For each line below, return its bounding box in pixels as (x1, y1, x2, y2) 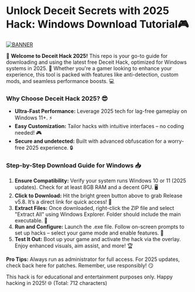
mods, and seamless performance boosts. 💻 (6, 77, 115, 84)
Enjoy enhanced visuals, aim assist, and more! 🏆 (14, 242, 134, 249)
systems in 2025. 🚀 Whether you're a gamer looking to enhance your (6, 64, 172, 71)
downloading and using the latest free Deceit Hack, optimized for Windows (6, 59, 187, 66)
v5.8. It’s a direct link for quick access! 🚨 (14, 198, 112, 205)
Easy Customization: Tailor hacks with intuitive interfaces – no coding (14, 123, 184, 130)
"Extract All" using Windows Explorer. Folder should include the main (14, 211, 181, 218)
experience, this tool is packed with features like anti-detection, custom (6, 71, 179, 78)
